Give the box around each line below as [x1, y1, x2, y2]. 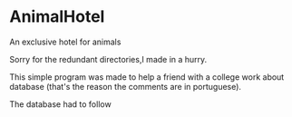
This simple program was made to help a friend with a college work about [9, 71, 285, 83]
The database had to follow [9, 98, 112, 110]
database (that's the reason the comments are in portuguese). [9, 81, 242, 92]
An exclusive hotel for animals [9, 36, 122, 47]
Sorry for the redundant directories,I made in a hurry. [9, 54, 208, 64]
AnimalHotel [9, 6, 105, 27]
